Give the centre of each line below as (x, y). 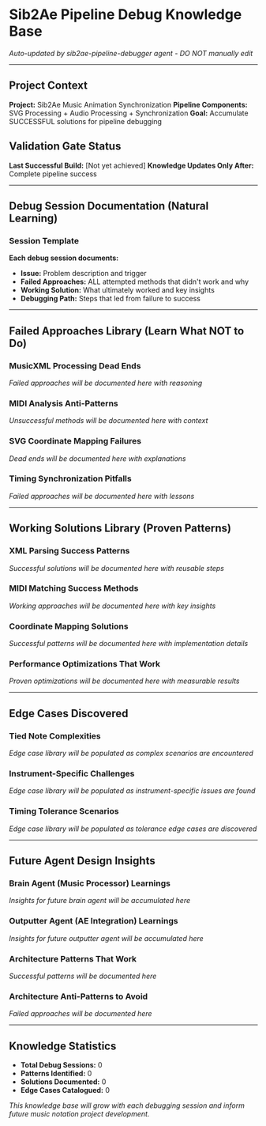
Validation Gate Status (65, 147)
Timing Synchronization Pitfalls (71, 478)
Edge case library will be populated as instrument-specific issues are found (132, 791)
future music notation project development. (79, 1114)
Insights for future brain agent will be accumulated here (100, 901)
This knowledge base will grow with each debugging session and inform (127, 1105)
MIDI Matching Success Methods (74, 588)
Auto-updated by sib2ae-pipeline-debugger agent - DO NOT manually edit (131, 53)
